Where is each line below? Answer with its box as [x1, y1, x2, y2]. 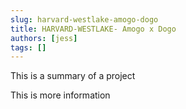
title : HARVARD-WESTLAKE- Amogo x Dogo [10, 24, 177, 34]
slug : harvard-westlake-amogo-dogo [10, 14, 159, 25]
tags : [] [10, 42, 47, 53]
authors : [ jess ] [10, 33, 78, 43]
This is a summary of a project [10, 70, 136, 82]
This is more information [10, 89, 111, 101]
